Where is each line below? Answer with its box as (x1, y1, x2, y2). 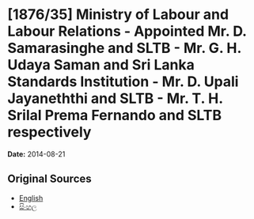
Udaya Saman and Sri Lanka (7, 56, 195, 74)
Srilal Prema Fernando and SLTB (7, 107, 222, 124)
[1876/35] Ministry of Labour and (7, 6, 229, 24)
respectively (7, 123, 92, 142)
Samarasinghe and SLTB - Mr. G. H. (7, 40, 242, 57)
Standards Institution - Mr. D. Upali (7, 73, 239, 91)
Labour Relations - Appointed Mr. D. (7, 22, 247, 40)
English (18, 193, 44, 202)
